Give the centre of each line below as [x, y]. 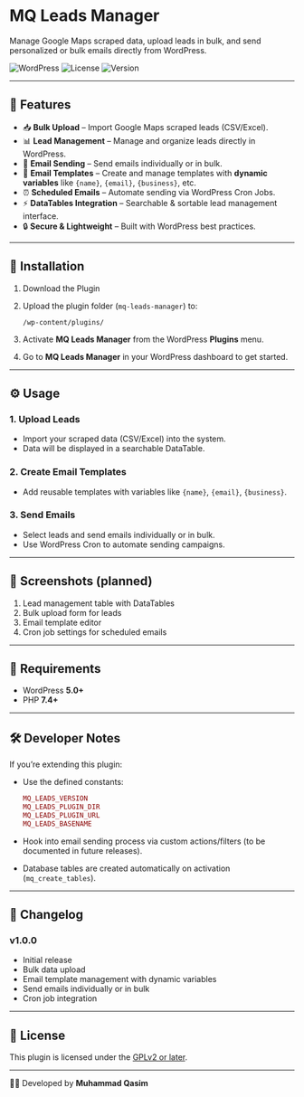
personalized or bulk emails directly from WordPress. [108, 50]
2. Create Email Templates [68, 472]
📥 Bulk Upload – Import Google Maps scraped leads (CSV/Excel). [145, 127]
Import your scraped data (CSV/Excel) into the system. [124, 439]
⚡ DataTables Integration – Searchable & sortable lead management [150, 203]
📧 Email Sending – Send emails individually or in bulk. [123, 163]
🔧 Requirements [55, 669]
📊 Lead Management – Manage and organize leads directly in [139, 140]
